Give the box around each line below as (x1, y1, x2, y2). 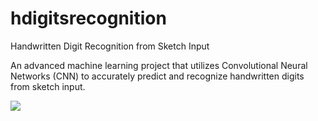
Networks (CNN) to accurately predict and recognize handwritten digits (10, 70, 305, 82)
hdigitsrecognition (10, 7, 167, 30)
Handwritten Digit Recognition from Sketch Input (10, 40, 210, 52)
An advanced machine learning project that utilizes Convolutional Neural (10, 59, 308, 71)
